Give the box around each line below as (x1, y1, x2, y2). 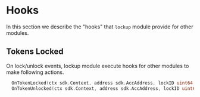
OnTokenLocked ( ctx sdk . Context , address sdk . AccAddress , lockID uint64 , (11, 80, 196, 86)
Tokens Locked (6, 47, 64, 57)
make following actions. (6, 69, 64, 76)
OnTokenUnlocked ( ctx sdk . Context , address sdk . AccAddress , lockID (11, 85, 180, 92)
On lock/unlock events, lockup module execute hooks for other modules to (6, 62, 189, 69)
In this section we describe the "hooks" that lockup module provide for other (6, 23, 193, 30)
